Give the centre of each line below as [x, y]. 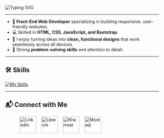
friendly [20, 27]
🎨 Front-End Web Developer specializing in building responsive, [77, 21]
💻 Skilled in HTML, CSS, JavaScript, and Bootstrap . [65, 32]
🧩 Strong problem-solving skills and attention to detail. [68, 49]
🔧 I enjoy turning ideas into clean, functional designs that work [76, 39]
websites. [39, 27]
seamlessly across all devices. [43, 44]
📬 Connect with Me [36, 105]
